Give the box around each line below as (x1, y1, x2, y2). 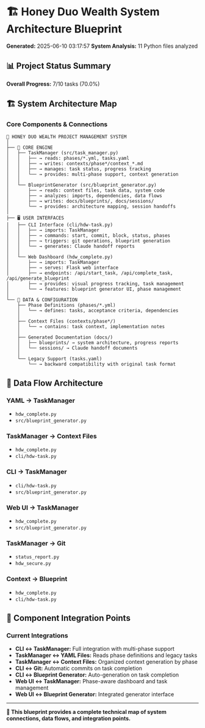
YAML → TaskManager (6, 396, 75, 405)
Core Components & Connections (6, 120, 108, 129)
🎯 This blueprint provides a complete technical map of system (6, 708, 167, 716)
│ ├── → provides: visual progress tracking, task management (6, 281, 184, 287)
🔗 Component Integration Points (6, 613, 131, 623)
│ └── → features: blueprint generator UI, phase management (6, 286, 182, 293)
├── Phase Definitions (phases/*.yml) (17, 302, 116, 309)
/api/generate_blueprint (6, 276, 70, 282)
